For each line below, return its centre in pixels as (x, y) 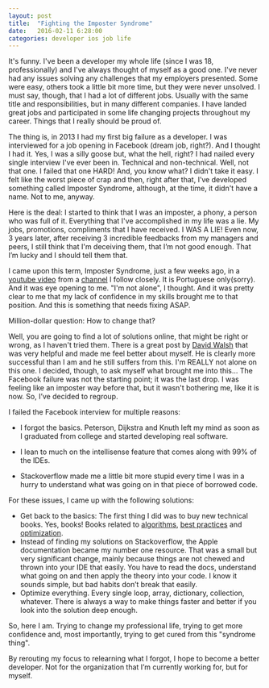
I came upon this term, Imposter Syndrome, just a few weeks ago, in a (124, 271)
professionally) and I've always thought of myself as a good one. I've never (133, 70)
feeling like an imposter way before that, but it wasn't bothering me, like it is (134, 388)
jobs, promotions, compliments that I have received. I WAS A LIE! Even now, (134, 230)
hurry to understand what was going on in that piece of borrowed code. (139, 485)
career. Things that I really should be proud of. (85, 121)
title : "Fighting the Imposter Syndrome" (81, 23)
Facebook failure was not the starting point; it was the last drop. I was (124, 379)
